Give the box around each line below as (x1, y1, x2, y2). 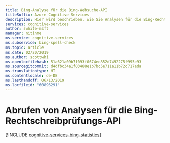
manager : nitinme (5, 31, 42, 36)
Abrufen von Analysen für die (5, 104, 133, 116)
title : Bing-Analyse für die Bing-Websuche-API (5, 7, 108, 13)
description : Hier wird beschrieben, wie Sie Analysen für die (5, 17, 142, 22)
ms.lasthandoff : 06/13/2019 (5, 78, 65, 83)
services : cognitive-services (5, 21, 69, 27)
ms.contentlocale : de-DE (5, 73, 58, 78)
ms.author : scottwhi (5, 54, 49, 60)
